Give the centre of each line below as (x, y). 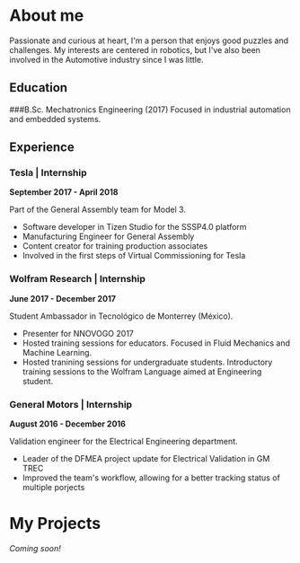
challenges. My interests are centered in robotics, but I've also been (135, 49)
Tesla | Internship (48, 173)
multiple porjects (53, 488)
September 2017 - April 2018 (64, 192)
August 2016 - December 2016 (67, 424)
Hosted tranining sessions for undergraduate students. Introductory (147, 362)
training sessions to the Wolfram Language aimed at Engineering (142, 371)
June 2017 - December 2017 (63, 298)
